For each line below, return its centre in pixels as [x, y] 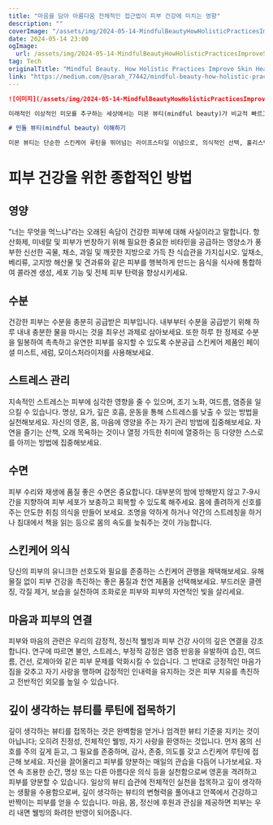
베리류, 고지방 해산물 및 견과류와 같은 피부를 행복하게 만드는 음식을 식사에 [124, 262]
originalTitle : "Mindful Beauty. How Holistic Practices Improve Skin [130, 69]
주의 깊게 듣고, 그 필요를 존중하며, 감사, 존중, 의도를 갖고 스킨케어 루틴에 [136, 751]
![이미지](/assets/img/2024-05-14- [66, 99]
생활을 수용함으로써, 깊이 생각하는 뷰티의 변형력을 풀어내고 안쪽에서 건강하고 [137, 792]
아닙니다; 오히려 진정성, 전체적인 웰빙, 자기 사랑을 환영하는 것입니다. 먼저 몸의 [131, 741]
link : [17, 77]
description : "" [36, 24]
